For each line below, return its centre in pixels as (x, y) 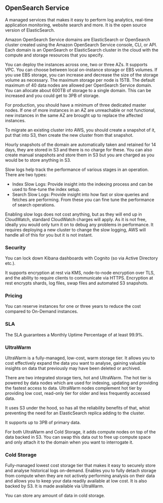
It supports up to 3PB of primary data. (43, 422)
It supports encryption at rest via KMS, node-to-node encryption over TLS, (80, 273)
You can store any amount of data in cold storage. (55, 496)
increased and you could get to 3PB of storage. (52, 95)
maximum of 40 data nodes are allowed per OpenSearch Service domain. (79, 85)
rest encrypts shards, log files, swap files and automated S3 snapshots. (77, 283)
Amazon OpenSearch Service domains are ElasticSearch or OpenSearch (78, 39)
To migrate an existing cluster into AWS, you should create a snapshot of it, (80, 130)
